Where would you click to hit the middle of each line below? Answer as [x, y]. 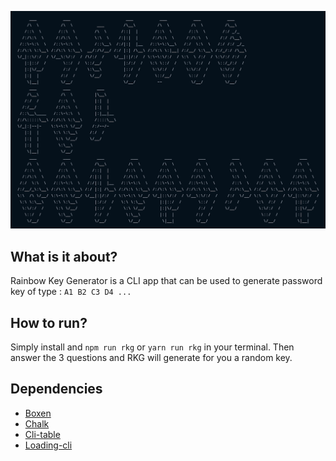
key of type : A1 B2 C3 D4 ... [71, 292]
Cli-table [42, 434]
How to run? [49, 322]
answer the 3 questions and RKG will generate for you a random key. [151, 358]
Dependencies [56, 389]
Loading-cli [48, 445]
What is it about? [64, 256]
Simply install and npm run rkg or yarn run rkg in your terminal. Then [152, 347]
